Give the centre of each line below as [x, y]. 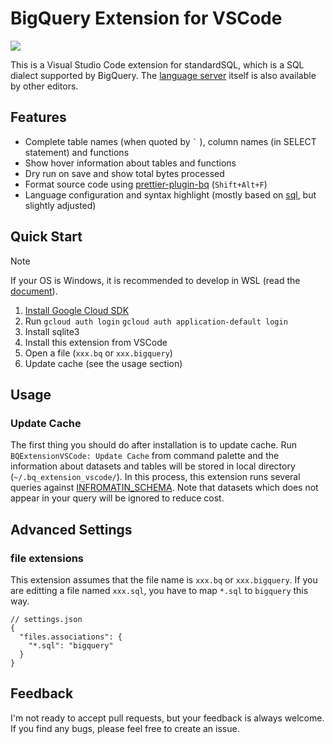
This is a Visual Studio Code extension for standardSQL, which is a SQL [157, 64]
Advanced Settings [71, 529]
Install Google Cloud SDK [77, 310]
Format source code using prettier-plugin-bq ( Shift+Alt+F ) [146, 184]
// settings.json [46, 619]
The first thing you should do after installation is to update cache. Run [154, 445]
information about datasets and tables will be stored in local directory [153, 466]
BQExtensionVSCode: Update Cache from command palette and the [145, 456]
